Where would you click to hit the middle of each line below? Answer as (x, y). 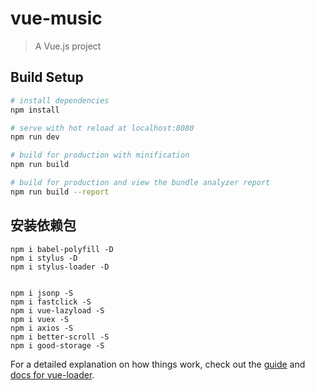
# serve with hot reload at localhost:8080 (102, 128)
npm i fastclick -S (51, 302)
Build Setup (47, 77)
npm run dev (35, 137)
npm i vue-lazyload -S (57, 310)
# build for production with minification (100, 155)
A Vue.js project (68, 46)
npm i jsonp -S (42, 293)
